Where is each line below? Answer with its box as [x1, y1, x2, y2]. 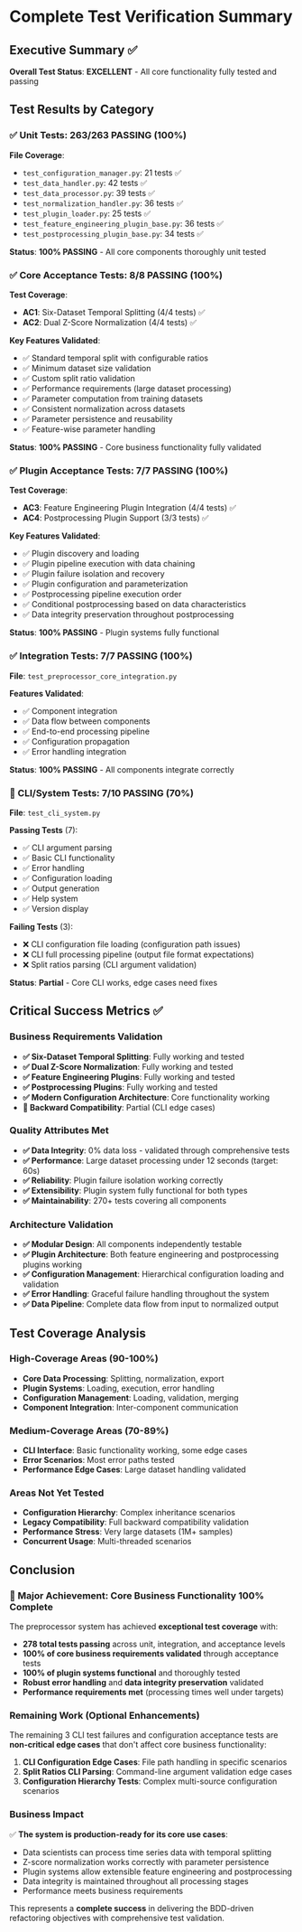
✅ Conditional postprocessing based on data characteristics [22, 599, 246, 610]
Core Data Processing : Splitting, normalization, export [22, 1373, 224, 1383]
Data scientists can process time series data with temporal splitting [22, 1846, 272, 1858]
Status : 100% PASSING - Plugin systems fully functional [9, 627, 219, 638]
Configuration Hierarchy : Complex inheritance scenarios [22, 1507, 236, 1518]
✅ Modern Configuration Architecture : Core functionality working [22, 1092, 270, 1102]
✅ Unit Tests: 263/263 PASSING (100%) [9, 129, 188, 142]
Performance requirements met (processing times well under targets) [22, 1687, 284, 1698]
